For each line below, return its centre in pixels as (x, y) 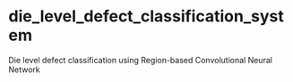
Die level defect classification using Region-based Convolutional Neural (140, 60)
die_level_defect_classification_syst (146, 16)
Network (25, 70)
